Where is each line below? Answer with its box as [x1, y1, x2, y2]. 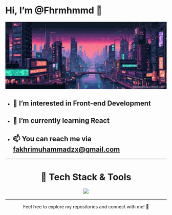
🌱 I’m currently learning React [12, 116, 110, 125]
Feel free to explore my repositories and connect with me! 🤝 [23, 204, 149, 210]
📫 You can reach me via [12, 134, 92, 143]
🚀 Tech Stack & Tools [40, 171, 132, 183]
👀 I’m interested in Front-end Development [12, 99, 151, 107]
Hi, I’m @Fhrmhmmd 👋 [5, 5, 102, 16]
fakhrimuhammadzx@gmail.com [12, 145, 120, 154]
